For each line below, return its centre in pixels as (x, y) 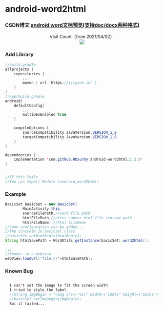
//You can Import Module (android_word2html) (52, 182)
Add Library (20, 55)
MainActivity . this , (42, 209)
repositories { (29, 74)
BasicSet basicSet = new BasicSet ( (41, 204)
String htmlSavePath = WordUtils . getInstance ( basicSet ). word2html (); (77, 241)
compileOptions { (31, 128)
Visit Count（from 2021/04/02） (82, 37)
